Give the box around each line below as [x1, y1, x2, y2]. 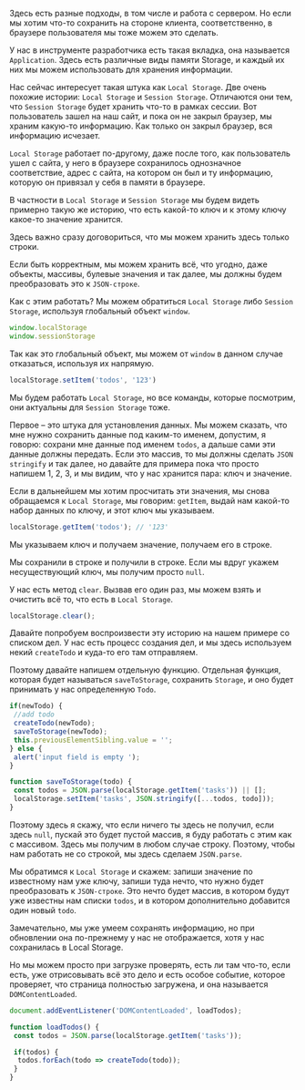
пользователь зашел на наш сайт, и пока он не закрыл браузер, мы [9, 111, 273, 121]
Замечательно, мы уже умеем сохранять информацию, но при [9, 922, 255, 933]
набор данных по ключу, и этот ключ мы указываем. [9, 505, 216, 516]
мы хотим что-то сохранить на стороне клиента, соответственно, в [9, 17, 273, 28]
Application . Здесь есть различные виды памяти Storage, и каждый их [9, 55, 285, 65]
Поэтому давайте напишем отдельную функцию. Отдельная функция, [9, 664, 281, 675]
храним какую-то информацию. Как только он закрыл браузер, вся [9, 120, 273, 131]
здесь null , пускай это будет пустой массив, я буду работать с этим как [9, 828, 292, 839]
